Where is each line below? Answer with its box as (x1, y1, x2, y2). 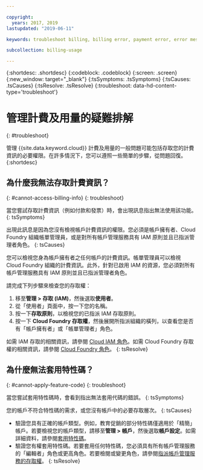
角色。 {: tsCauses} (16, 241, 65, 248)
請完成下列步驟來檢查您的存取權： (6, 282, 91, 289)
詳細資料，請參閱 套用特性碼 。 (14, 434, 89, 442)
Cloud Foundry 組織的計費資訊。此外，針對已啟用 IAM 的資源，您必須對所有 (6, 261, 195, 269)
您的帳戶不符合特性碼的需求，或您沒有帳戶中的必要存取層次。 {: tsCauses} (6, 406, 192, 414)
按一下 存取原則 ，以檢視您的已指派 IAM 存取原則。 (14, 310, 140, 317)
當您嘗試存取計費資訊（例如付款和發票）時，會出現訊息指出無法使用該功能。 (6, 206, 197, 214)
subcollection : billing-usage (6, 47, 83, 53)
